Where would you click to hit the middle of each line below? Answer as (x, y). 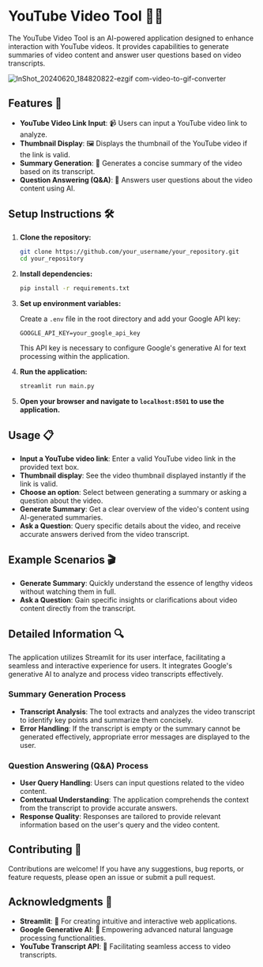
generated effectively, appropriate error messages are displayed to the (135, 737)
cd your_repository (52, 259)
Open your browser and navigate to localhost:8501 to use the (122, 402)
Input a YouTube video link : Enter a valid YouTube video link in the (128, 459)
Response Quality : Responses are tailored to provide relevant (120, 817)
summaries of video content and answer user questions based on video (125, 55)
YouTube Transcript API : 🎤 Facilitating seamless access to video (125, 946)
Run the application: (54, 372)
